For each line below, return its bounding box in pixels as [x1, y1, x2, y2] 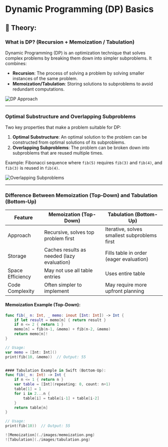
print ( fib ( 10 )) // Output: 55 [5, 423, 70, 428]
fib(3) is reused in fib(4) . [5, 165, 60, 171]
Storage [7, 253, 26, 260]
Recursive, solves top [44, 229, 94, 236]
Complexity [7, 288, 35, 295]
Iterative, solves [104, 226, 142, 233]
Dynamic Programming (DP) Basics [5, 4, 154, 15]
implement [44, 288, 69, 295]
